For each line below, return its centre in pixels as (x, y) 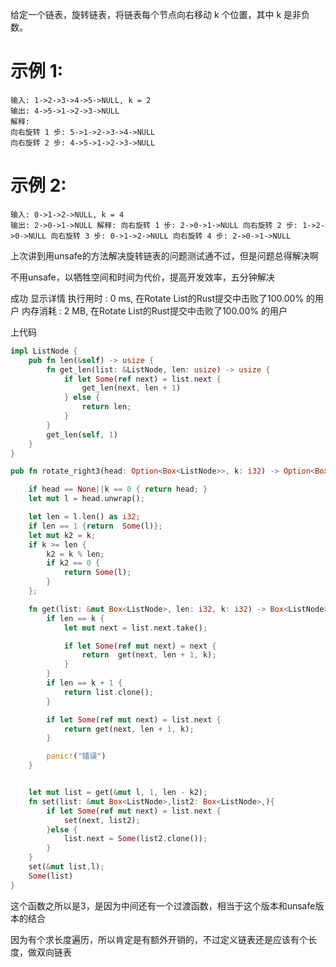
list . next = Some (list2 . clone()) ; (135, 839)
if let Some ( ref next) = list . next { (142, 379)
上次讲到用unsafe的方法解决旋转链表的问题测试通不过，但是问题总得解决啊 (164, 255)
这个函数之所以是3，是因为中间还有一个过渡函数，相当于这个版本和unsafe (163, 905)
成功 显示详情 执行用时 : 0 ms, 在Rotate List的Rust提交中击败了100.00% (157, 298)
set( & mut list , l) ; (66, 867)
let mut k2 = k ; (62, 535)
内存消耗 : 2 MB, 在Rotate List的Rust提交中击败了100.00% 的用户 (154, 310)
